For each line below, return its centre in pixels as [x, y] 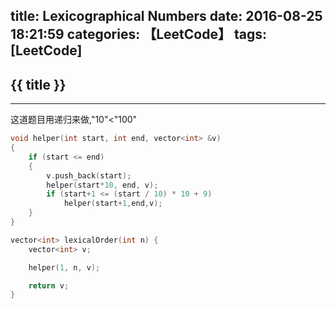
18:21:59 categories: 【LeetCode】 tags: [138, 34]
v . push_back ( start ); [89, 175]
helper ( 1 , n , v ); [64, 267]
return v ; [49, 285]
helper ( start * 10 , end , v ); [102, 185]
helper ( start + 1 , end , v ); [113, 204]
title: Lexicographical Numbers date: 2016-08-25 [166, 16]
